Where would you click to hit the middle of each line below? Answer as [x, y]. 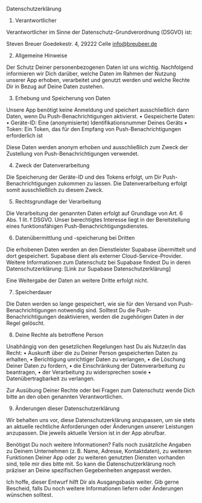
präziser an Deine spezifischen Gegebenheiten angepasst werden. [89, 470]
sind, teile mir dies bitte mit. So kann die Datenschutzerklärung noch [91, 464]
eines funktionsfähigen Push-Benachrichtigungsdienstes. [77, 226]
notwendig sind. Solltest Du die [96, 310]
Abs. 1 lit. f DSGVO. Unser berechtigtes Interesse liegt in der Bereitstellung [98, 219]
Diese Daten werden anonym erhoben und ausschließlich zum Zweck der [97, 147]
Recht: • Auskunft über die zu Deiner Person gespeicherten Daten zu [92, 353]
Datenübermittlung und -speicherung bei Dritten [75, 238]
